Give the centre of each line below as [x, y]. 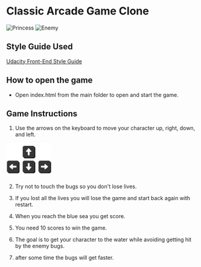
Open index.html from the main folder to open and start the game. [97, 95]
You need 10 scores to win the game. [61, 228]
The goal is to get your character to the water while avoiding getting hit [103, 240]
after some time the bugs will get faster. [64, 258]
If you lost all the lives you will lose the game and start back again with [103, 198]
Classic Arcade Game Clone [78, 11]
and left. [25, 134]
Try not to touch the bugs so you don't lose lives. [76, 187]
